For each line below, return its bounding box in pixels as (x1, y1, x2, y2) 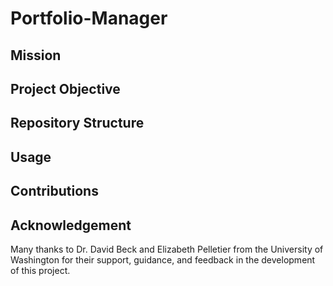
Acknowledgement (10, 217, 132, 234)
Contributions (10, 183, 99, 200)
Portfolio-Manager (10, 7, 168, 30)
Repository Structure (10, 115, 145, 132)
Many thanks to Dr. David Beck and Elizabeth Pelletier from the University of (10, 243, 324, 255)
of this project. (10, 264, 71, 276)
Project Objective (10, 80, 121, 97)
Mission (10, 47, 62, 64)
